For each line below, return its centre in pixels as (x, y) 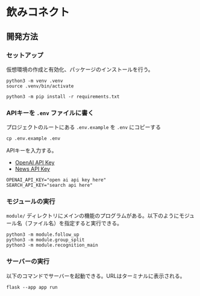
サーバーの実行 (28, 262)
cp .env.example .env (33, 139)
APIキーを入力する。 (32, 151)
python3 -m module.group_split (45, 240)
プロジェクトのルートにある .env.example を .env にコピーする (84, 127)
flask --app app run (32, 287)
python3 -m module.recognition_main (52, 245)
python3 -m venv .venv (35, 81)
